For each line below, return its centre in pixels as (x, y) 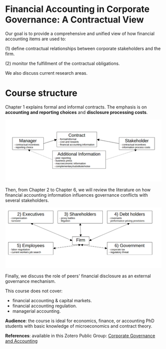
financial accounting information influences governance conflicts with (77, 195)
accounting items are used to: (36, 39)
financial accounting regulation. (44, 306)
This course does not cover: (34, 291)
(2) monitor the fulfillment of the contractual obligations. (63, 63)
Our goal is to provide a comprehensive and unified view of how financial (80, 33)
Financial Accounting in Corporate (78, 9)
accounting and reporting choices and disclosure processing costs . (77, 112)
